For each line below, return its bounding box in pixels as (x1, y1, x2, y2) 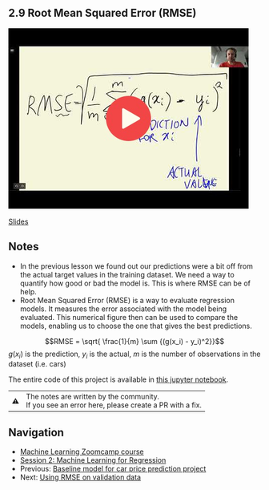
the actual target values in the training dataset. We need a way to (19, 269, 235, 279)
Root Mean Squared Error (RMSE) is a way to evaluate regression (19, 295, 235, 305)
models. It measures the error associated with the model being (19, 304, 227, 314)
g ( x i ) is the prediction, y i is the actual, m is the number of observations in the (8, 349, 261, 360)
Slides (8, 217, 29, 226)
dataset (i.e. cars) (8, 359, 66, 369)
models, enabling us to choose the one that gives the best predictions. (19, 321, 252, 330)
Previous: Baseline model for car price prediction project (19, 464, 207, 474)
